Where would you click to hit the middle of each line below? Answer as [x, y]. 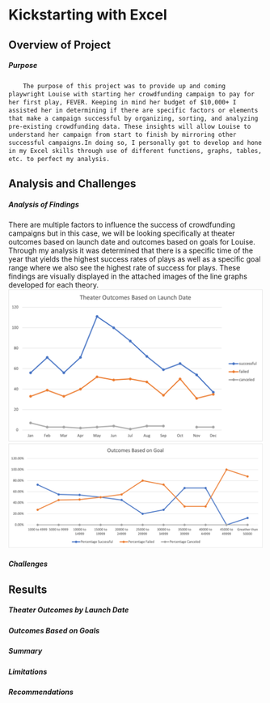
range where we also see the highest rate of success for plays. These [124, 267]
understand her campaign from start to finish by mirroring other [122, 134]
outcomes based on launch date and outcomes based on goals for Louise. [132, 241]
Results [28, 589]
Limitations [28, 671]
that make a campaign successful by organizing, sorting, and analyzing [133, 118]
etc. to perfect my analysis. [59, 159]
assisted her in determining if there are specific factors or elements [133, 110]
